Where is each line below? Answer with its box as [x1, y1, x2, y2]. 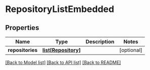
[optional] [119, 46, 143, 53]
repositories [8, 46, 38, 53]
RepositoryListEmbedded [5, 3, 115, 15]
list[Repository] [42, 46, 81, 53]
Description [85, 38, 115, 45]
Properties [5, 23, 39, 32]
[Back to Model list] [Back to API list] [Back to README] [5, 59, 121, 65]
